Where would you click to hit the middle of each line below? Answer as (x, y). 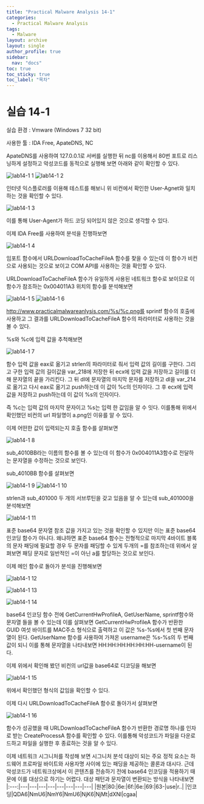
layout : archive (27, 40)
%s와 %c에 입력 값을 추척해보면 (45, 339)
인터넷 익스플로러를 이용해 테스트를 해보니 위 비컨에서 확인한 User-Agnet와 (95, 188)
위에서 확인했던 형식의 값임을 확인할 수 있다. (58, 690)
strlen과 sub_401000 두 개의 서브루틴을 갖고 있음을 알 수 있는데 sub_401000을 (100, 498)
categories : (21, 18)
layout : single (25, 46)
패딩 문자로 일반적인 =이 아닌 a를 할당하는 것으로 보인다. (89, 553)
